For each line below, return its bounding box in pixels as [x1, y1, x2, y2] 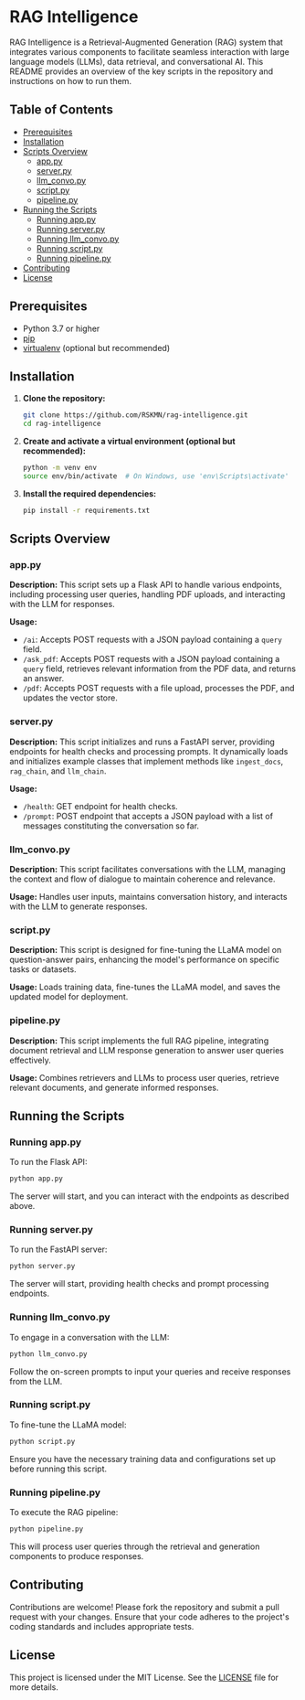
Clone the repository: [22, 393, 106, 404]
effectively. [9, 1054, 52, 1065]
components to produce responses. [9, 1550, 144, 1561]
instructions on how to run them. [9, 75, 132, 86]
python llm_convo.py [9, 1349, 89, 1359]
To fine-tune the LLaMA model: [9, 1419, 127, 1430]
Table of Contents [9, 102, 114, 118]
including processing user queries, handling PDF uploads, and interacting [9, 589, 286, 600]
